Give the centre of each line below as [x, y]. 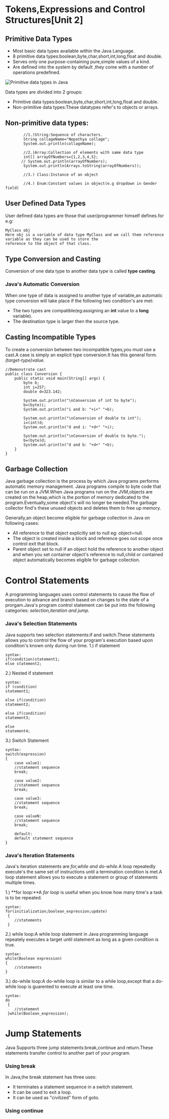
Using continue [25, 1111]
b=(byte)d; [35, 440]
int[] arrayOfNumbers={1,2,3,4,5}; [61, 157]
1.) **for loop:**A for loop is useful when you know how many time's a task [84, 892]
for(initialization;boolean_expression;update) [56, 911]
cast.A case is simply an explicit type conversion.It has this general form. [81, 355]
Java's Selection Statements [41, 624]
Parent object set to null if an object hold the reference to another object [88, 549]
